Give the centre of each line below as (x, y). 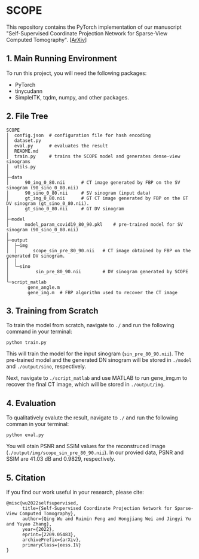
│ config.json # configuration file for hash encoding (79, 135)
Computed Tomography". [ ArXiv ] (47, 40)
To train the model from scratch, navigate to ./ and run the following (90, 325)
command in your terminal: (39, 332)
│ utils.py (21, 167)
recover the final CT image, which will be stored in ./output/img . (85, 385)
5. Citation (26, 478)
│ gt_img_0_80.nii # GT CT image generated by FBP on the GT (97, 198)
